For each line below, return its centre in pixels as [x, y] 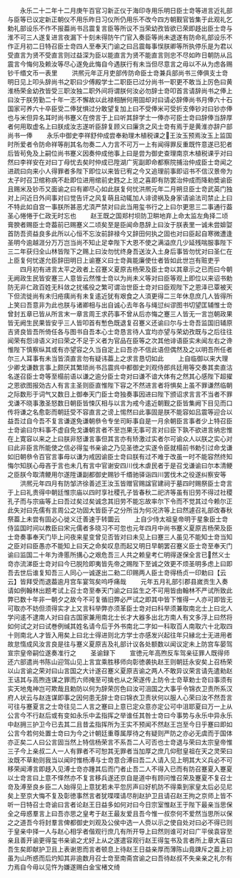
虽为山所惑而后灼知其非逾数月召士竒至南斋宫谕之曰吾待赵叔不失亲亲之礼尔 [117, 858]
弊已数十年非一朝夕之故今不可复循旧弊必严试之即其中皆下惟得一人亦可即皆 [117, 599]
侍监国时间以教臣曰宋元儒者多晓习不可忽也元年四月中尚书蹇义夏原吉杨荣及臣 [120, 528]
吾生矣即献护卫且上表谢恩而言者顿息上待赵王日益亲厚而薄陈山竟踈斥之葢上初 [120, 849]
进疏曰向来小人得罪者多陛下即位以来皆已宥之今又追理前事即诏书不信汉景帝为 [120, 171]
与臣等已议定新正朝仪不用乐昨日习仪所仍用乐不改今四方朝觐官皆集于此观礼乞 [120, 19]
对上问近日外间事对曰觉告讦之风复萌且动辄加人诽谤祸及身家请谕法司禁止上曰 [120, 198]
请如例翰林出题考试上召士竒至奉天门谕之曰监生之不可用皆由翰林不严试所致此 [120, 590]
